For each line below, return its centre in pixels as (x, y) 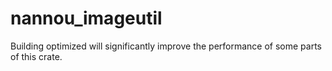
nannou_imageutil (86, 18)
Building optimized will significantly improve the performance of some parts (166, 46)
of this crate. (36, 56)
